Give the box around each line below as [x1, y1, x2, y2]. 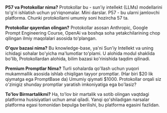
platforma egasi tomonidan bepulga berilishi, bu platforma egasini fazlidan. [5, 102, 160, 107]
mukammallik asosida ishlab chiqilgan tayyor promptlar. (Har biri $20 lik [5, 71, 153, 77]
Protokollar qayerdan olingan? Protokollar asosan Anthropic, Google [5, 25, 148, 31]
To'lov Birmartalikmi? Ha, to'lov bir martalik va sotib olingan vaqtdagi [5, 91, 149, 97]
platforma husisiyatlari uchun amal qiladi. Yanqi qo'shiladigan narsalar [5, 96, 150, 102]
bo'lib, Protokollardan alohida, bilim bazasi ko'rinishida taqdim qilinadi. [5, 56, 150, 62]
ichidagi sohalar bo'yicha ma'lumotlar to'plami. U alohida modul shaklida [5, 50, 155, 56]
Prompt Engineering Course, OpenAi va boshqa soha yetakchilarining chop [5, 30, 160, 36]
